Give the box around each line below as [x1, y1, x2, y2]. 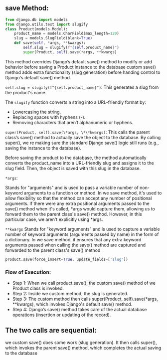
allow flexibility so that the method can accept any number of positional [5, 195, 152, 201]
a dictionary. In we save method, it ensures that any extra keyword [5, 236, 142, 242]
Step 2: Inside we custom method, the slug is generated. [12, 290, 129, 296]
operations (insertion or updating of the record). [12, 312, 111, 318]
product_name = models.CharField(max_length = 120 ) [14, 31, 120, 36]
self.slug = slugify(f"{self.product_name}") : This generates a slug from [5, 84, 159, 90]
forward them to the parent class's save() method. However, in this [5, 211, 142, 217]
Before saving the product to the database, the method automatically [5, 155, 147, 161]
